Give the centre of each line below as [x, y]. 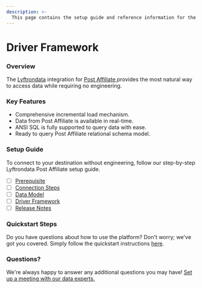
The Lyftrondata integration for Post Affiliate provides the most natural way [99, 79]
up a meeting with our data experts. [50, 279]
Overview [21, 66]
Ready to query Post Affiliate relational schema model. [83, 134]
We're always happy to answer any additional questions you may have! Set [99, 272]
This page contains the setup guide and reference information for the [104, 18]
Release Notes [33, 208]
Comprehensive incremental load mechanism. [72, 115]
